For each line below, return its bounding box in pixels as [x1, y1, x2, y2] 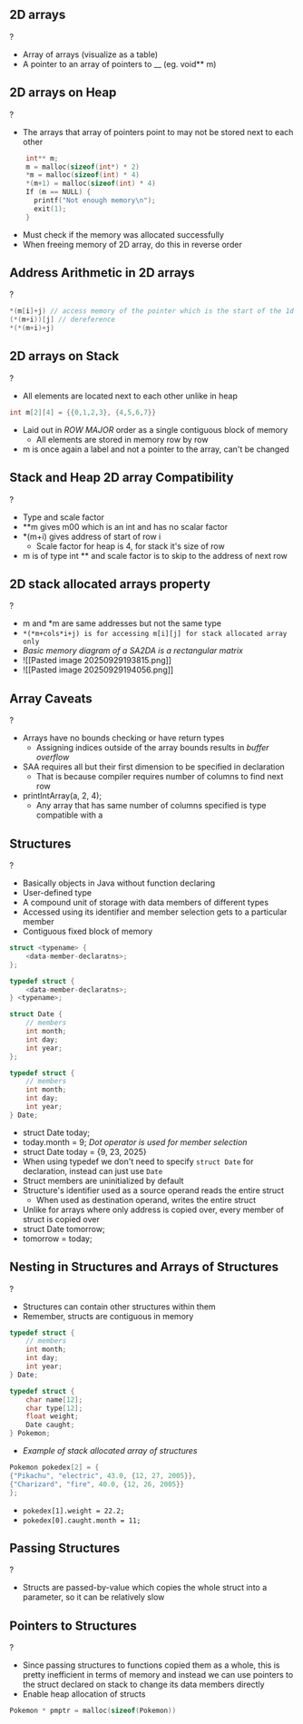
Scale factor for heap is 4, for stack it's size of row [35, 540, 225, 552]
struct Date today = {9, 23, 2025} [22, 1146, 147, 1157]
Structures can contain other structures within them [22, 1301, 216, 1312]
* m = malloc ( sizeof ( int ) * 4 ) [25, 171, 141, 180]
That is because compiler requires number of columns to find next [35, 771, 284, 782]
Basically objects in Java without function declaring [22, 877, 216, 888]
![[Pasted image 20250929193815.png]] [22, 655, 172, 666]
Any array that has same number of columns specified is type [35, 800, 267, 811]
